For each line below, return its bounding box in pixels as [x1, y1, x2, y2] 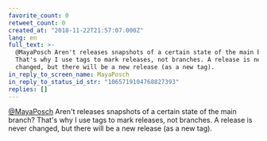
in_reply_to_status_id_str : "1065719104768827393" [8, 78, 180, 86]
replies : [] [8, 85, 48, 93]
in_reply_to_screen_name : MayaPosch [8, 70, 130, 78]
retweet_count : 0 [8, 19, 66, 27]
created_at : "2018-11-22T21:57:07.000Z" [8, 26, 145, 34]
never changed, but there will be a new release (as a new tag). [8, 124, 213, 133]
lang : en [8, 33, 37, 42]
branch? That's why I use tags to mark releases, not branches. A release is [8, 116, 253, 125]
